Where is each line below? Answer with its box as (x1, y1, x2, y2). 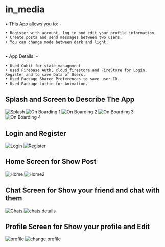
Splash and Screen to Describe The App (5, 95, 135, 104)
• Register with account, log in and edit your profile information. (5, 30, 157, 35)
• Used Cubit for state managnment (5, 63, 81, 69)
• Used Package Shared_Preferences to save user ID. (5, 77, 120, 82)
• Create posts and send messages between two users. (5, 35, 123, 40)
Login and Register (5, 129, 66, 138)
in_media (5, 4, 45, 15)
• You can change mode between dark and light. (5, 39, 109, 45)
